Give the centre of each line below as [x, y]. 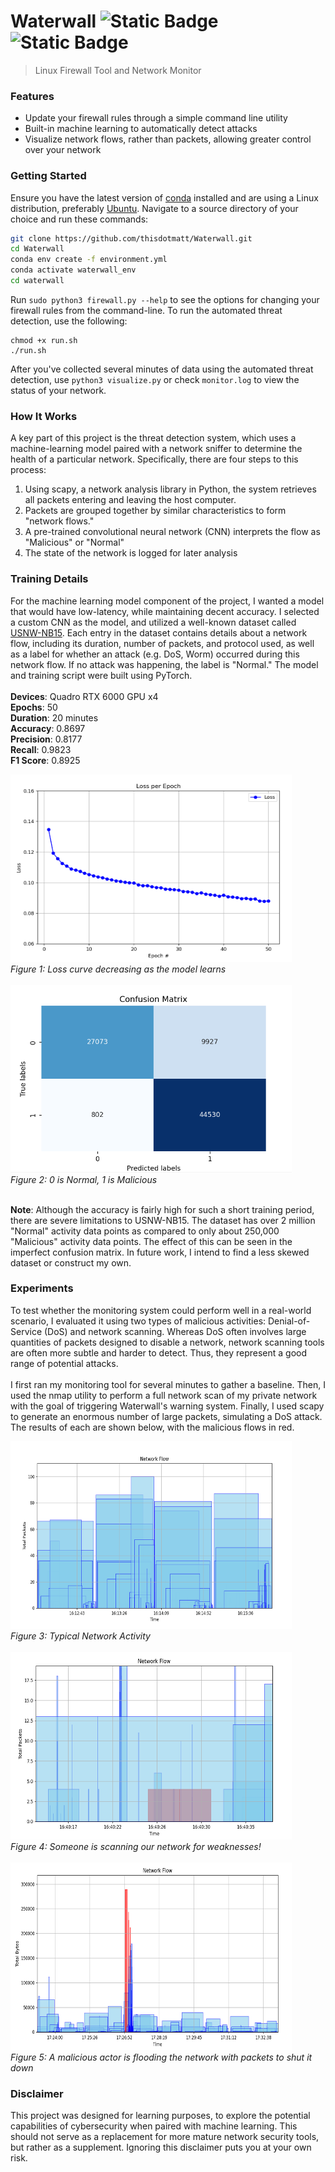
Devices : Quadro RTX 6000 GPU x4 [84, 696]
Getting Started [48, 176]
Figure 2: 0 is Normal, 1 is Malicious [84, 1179]
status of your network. [58, 390]
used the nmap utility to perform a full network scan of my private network [164, 1395]
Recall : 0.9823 [41, 749]
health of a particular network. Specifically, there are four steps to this [154, 459]
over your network [63, 150]
